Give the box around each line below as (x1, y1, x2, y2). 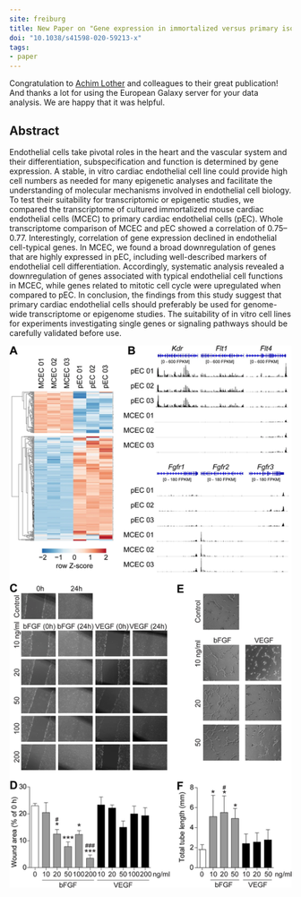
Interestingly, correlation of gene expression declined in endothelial (28, 232, 278, 243)
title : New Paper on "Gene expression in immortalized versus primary (9, 23, 279, 33)
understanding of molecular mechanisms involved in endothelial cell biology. (9, 185, 292, 195)
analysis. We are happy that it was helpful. (9, 97, 166, 108)
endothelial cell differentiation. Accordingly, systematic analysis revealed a (9, 261, 285, 272)
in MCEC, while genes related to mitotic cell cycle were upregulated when (9, 280, 281, 290)
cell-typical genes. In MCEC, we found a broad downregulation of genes (9, 242, 276, 253)
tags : (9, 43, 30, 52)
